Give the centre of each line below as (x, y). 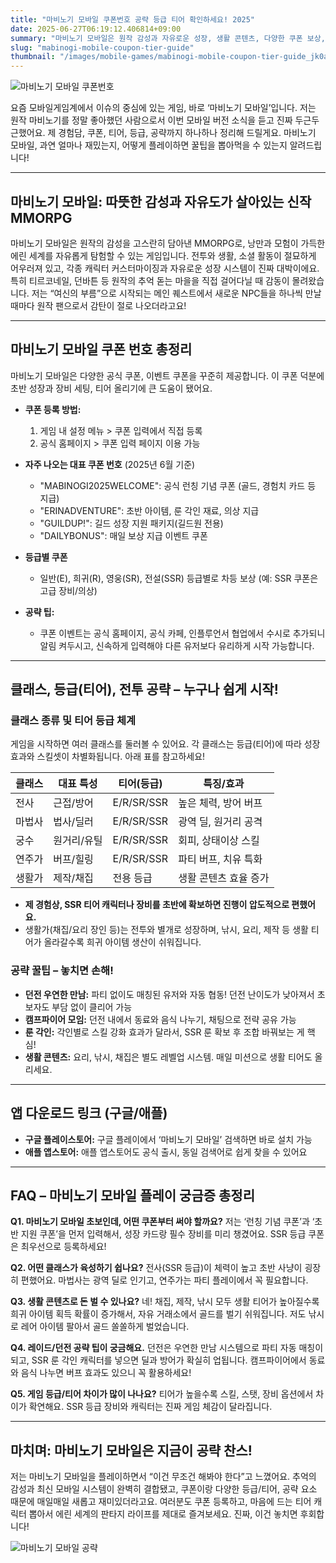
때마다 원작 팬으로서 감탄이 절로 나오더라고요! (98, 305)
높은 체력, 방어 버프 (220, 803)
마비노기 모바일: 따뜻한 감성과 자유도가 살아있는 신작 (161, 201)
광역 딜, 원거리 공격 (220, 822)
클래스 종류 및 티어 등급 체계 (73, 721)
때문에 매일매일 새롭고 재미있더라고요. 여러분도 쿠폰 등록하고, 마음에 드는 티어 (161, 1502)
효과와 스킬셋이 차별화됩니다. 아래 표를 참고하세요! (108, 757)
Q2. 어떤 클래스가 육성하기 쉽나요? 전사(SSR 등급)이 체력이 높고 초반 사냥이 (156, 1268)
